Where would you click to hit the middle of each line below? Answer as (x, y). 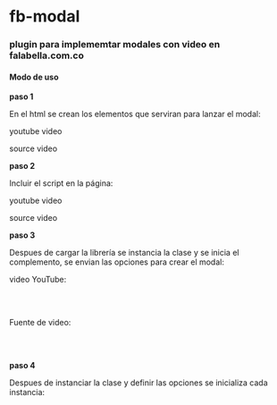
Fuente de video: (40, 323)
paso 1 (21, 97)
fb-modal (45, 17)
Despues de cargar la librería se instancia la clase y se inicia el (124, 253)
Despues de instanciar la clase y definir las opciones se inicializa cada (138, 383)
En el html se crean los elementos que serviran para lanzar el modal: (135, 114)
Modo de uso (34, 77)
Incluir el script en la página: (61, 183)
